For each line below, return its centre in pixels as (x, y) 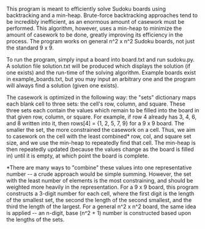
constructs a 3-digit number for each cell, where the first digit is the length (100, 194)
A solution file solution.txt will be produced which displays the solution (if (99, 66)
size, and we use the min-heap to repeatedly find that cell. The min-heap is (101, 143)
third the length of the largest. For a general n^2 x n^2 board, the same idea (101, 206)
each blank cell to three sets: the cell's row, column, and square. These (96, 104)
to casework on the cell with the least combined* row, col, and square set (99, 136)
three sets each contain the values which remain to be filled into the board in (103, 110)
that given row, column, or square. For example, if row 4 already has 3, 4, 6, (102, 117)
